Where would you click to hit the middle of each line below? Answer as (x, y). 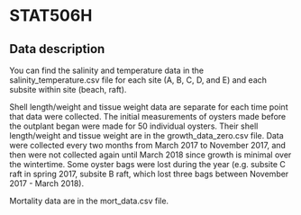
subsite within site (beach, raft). (68, 90)
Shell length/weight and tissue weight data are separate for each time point (149, 107)
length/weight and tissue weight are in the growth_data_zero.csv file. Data (146, 135)
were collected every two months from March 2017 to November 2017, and (148, 145)
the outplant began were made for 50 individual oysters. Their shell (134, 126)
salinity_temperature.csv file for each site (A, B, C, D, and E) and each (138, 80)
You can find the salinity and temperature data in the (107, 70)
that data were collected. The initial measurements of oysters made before (148, 116)
